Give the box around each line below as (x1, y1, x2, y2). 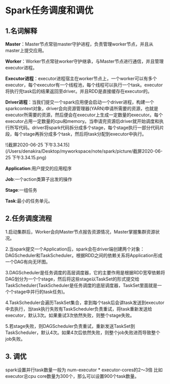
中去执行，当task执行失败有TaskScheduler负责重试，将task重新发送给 (5, 305, 153, 312)
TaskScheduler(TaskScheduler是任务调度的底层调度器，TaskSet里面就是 (5, 282, 158, 288)
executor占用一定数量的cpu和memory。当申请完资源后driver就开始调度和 (5, 118, 159, 124)
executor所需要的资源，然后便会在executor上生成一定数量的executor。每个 (5, 112, 163, 118)
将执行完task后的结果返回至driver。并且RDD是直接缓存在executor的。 (5, 88, 152, 94)
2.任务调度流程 (5, 214, 52, 223)
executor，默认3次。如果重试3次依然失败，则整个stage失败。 (5, 312, 135, 318)
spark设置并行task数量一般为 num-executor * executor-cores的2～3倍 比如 (5, 367, 163, 373)
